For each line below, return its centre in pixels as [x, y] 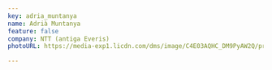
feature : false [33, 31]
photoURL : [24, 46]
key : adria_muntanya [43, 16]
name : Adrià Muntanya [44, 24]
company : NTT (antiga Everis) [59, 39]
